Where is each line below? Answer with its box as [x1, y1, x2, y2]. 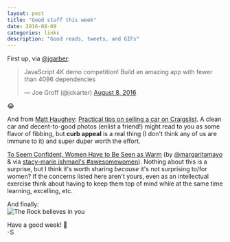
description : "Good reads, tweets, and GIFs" [7, 36, 139, 43]
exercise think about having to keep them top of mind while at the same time [7, 179, 223, 188]
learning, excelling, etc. [7, 187, 73, 195]
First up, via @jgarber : [7, 54, 70, 63]
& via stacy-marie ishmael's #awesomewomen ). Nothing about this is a [7, 157, 207, 166]
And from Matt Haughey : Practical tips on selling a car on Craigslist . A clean [7, 115, 222, 124]
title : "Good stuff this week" [7, 16, 97, 23]
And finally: [7, 200, 39, 208]
